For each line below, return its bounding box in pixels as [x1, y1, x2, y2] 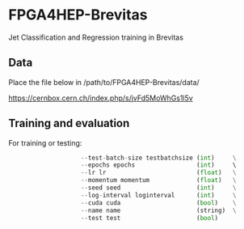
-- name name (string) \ [80, 206, 237, 214]
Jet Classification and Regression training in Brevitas [8, 32, 184, 42]
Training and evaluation [8, 117, 130, 130]
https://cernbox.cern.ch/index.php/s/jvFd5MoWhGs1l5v [8, 93, 194, 103]
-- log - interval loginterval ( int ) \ [80, 191, 237, 199]
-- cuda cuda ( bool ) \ [80, 198, 237, 207]
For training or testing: [8, 138, 82, 147]
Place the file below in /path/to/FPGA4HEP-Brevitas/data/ [8, 77, 200, 87]
